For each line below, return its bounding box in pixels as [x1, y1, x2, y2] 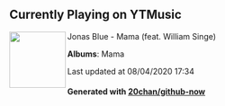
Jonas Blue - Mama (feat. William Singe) [67, 31, 217, 41]
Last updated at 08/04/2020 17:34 [67, 66, 195, 76]
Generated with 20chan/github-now [67, 86, 206, 97]
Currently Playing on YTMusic [9, 7, 182, 22]
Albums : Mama [67, 49, 125, 59]
